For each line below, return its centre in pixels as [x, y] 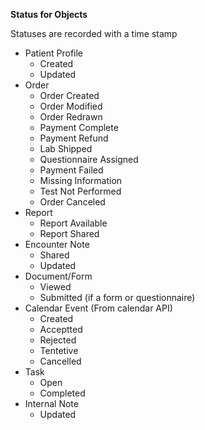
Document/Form [58, 276]
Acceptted [61, 329]
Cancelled [60, 361]
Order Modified [71, 106]
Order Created [69, 95]
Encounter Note [57, 244]
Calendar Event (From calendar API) [98, 308]
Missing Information [81, 180]
